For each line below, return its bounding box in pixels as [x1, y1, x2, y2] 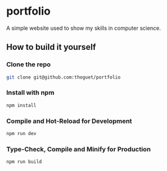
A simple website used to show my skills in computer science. [6, 24, 162, 32]
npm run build [6, 159, 43, 165]
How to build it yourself [6, 42, 96, 52]
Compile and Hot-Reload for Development [6, 117, 132, 125]
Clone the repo [6, 60, 51, 69]
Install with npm [6, 88, 55, 97]
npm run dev [6, 130, 36, 136]
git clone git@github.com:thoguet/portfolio [6, 74, 121, 80]
